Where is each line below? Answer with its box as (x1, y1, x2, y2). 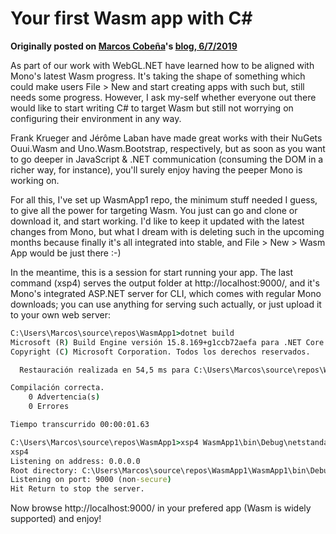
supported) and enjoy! (10, 513, 102, 525)
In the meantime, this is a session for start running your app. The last (10, 266, 294, 278)
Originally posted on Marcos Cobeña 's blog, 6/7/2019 (10, 40, 238, 52)
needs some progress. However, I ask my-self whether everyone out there (10, 91, 317, 103)
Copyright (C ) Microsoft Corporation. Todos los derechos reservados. (10, 347, 311, 357)
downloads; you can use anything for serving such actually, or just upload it (10, 298, 322, 310)
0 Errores (28, 402, 70, 412)
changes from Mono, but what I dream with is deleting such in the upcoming (10, 225, 325, 237)
